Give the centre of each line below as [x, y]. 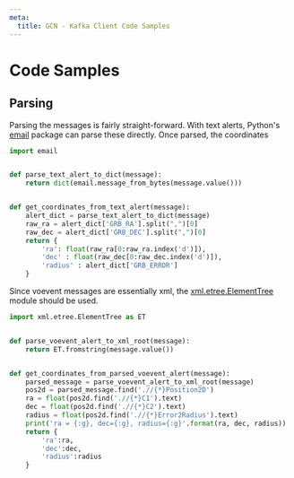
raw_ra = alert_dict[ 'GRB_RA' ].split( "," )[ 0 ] [112, 224]
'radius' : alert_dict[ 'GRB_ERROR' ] [110, 265]
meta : [19, 17]
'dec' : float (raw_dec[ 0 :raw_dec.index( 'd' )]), [132, 257]
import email [34, 151]
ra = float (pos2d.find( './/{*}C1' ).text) [104, 399]
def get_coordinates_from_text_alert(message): [100, 207]
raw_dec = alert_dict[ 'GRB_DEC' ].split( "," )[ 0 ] [116, 232]
